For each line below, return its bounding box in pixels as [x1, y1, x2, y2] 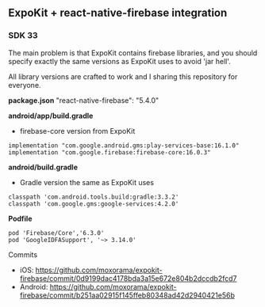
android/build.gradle [8, 162, 78, 172]
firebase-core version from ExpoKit [19, 126, 136, 135]
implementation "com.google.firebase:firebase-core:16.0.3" [8, 148, 212, 157]
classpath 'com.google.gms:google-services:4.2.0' [8, 199, 179, 208]
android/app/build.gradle [8, 111, 94, 120]
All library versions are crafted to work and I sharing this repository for [8, 71, 238, 81]
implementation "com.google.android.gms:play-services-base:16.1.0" [8, 142, 240, 150]
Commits [8, 249, 38, 260]
